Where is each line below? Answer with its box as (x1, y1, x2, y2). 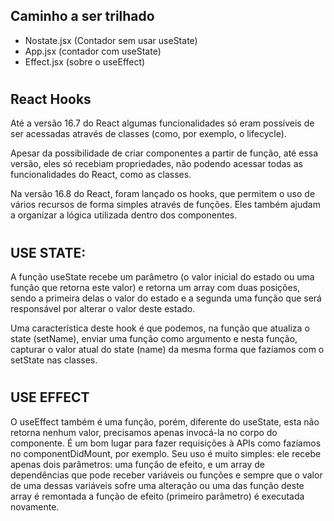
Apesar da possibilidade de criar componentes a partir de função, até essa (10, 147, 319, 159)
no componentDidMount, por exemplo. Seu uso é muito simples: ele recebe (10, 447, 322, 459)
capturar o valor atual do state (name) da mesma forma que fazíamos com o (10, 344, 325, 356)
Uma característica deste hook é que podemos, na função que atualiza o (10, 322, 310, 334)
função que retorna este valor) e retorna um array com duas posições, (10, 282, 301, 294)
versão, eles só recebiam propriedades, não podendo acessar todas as (10, 158, 303, 170)
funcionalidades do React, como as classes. (10, 169, 192, 181)
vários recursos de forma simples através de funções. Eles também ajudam (10, 199, 321, 211)
